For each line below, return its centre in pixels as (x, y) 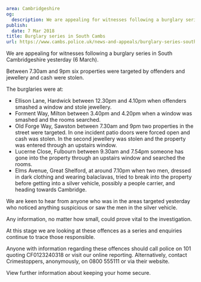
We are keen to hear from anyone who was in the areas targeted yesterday (98, 201)
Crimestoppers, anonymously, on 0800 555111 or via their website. (88, 261)
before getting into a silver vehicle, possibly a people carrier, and (95, 183)
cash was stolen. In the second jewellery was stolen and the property (100, 139)
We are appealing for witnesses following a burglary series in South (89, 53)
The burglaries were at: (35, 89)
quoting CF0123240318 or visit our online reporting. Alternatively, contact (97, 255)
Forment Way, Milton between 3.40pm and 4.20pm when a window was (103, 114)
